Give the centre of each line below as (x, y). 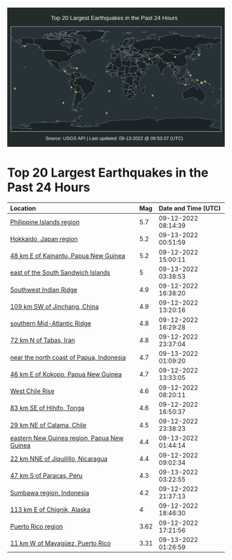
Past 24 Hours (49, 187)
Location (23, 208)
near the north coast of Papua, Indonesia (68, 357)
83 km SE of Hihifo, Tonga (47, 408)
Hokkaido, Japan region (44, 239)
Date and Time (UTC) (190, 208)
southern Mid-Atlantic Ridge (51, 323)
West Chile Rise (32, 391)
